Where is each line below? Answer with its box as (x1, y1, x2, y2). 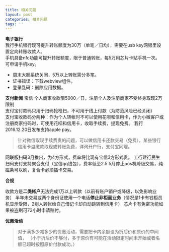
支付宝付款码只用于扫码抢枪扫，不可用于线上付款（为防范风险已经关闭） (5, 108, 155, 114)
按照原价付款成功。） (35, 241, 77, 247)
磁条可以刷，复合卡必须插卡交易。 (5, 167, 76, 173)
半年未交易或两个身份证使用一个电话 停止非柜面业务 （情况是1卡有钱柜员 (15, 195, 162, 201)
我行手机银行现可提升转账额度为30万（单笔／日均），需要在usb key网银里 (5, 42, 157, 48)
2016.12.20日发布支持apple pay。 (5, 127, 74, 133)
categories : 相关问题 (5, 17, 48, 22)
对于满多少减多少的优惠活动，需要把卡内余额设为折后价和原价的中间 (17, 229, 159, 235)
